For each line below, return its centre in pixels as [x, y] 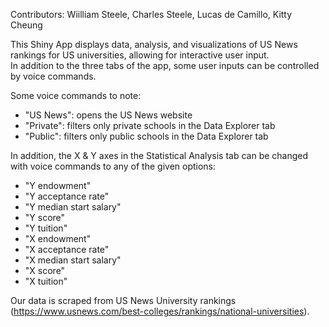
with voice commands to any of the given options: [113, 166]
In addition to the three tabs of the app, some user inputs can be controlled [165, 65]
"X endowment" [58, 238]
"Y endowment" [58, 185]
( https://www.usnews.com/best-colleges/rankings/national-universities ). [160, 311]
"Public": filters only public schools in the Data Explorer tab [146, 136]
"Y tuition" [46, 228]
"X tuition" [46, 281]
